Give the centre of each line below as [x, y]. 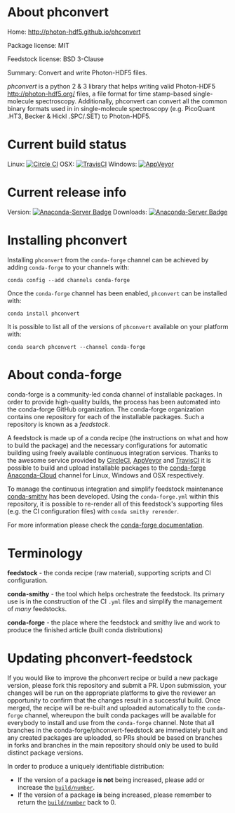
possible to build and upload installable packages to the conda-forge [107, 468]
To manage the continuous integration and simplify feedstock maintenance [115, 489]
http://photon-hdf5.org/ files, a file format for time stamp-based [99, 94]
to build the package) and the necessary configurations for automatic [108, 445]
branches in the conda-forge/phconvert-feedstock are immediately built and [117, 730]
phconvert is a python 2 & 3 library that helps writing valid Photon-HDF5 [112, 86]
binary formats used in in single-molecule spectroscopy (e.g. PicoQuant [111, 108]
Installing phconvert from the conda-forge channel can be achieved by [108, 260]
